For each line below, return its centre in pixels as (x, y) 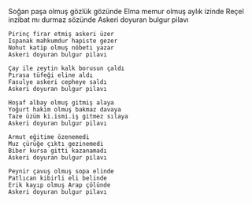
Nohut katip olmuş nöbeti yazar (61, 48)
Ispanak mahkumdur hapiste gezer (63, 41)
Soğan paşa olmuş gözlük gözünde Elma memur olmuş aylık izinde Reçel (126, 11)
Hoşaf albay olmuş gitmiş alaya (61, 103)
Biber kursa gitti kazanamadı (58, 151)
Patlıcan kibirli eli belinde (58, 178)
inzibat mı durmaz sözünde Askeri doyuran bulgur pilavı (98, 20)
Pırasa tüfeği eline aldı (50, 75)
